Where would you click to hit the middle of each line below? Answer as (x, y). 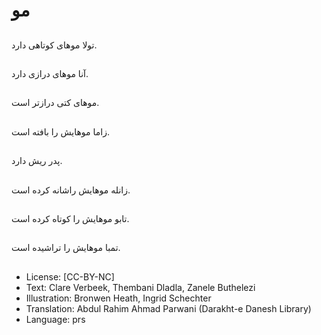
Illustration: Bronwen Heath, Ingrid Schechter (118, 298)
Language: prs (55, 319)
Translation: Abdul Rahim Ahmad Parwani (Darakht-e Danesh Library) (168, 308)
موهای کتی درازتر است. (55, 103)
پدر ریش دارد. (37, 161)
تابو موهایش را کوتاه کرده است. (70, 218)
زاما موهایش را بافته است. (60, 131)
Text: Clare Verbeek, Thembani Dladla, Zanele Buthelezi (140, 287)
